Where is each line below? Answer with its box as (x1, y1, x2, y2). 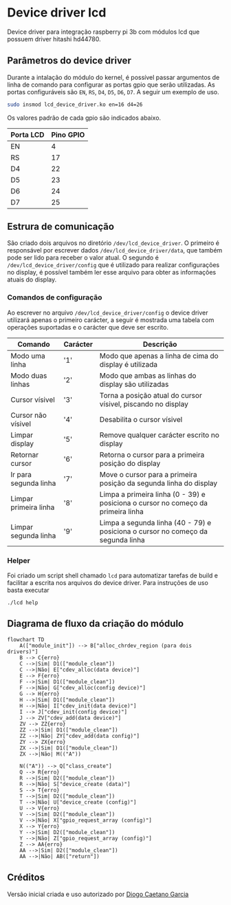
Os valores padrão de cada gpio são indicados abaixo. (7, 114, 162, 122)
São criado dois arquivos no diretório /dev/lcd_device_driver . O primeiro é (7, 239, 220, 247)
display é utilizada (99, 359, 158, 369)
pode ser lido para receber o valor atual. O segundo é (7, 253, 159, 262)
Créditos (7, 872, 45, 884)
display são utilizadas (99, 379, 169, 389)
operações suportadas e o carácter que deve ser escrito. (7, 323, 168, 331)
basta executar (7, 586, 49, 595)
